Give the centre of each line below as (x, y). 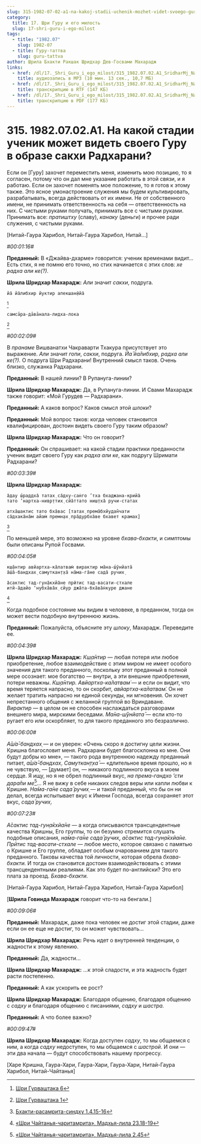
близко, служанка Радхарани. (45, 366)
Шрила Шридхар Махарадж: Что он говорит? (66, 437)
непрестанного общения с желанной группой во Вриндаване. (86, 701)
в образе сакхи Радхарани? (79, 156)
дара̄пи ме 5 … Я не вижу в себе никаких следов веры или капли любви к (100, 783)
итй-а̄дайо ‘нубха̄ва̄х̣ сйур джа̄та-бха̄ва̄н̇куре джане (70, 588)
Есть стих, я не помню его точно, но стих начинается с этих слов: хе (95, 264)
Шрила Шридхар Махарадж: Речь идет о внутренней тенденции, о (93, 941)
